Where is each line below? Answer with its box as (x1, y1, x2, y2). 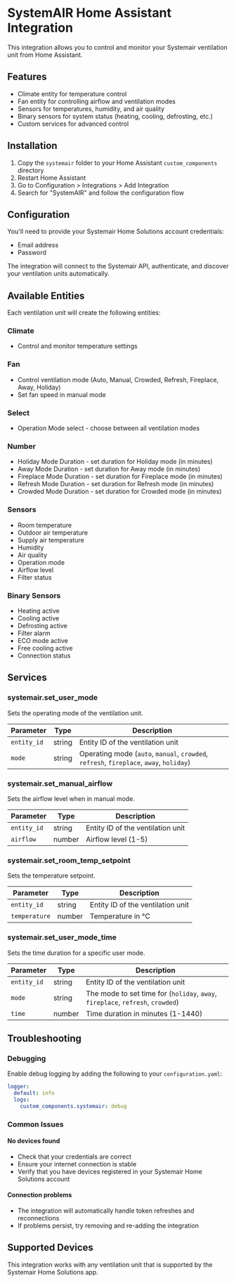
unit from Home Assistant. (7, 51, 83, 59)
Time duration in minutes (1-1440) (86, 1008, 202, 1018)
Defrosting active (17, 621, 68, 630)
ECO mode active (17, 636, 68, 644)
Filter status (17, 573, 53, 581)
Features (7, 71, 47, 83)
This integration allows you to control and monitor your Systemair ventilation (7, 43, 228, 51)
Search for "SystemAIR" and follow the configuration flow (17, 188, 185, 197)
